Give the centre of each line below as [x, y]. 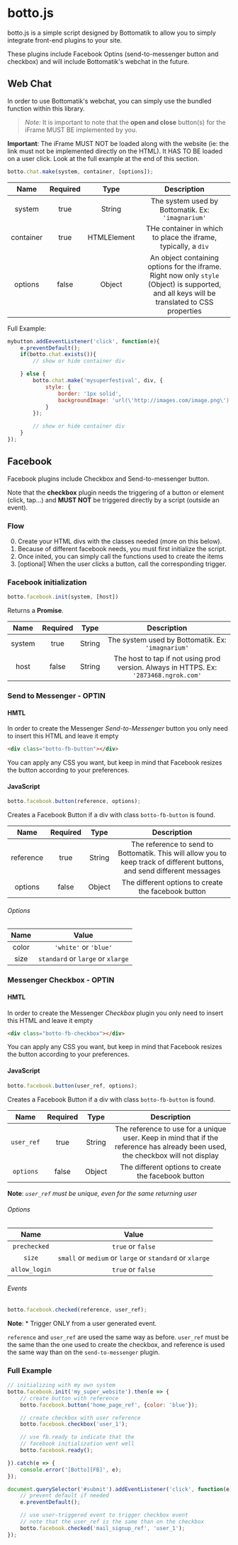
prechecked [31, 1246]
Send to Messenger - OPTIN [57, 696]
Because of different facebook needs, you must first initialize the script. [122, 548]
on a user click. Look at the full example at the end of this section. [103, 158]
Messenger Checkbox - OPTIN [61, 980]
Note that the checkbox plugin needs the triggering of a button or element [116, 492]
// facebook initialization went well [77, 1444]
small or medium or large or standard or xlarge [134, 1258]
